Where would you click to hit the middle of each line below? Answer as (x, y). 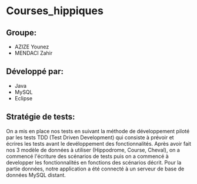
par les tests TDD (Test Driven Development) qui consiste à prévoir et (90, 137)
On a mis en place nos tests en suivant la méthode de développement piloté (98, 131)
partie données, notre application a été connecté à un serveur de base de (95, 169)
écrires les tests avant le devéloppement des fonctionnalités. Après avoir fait (99, 143)
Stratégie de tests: (41, 117)
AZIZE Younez (32, 47)
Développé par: (35, 72)
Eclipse (24, 98)
